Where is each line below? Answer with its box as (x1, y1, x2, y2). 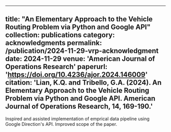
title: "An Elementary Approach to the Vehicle (5, 15, 153, 23)
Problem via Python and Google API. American (5, 94, 156, 103)
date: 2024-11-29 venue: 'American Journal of (5, 54, 155, 63)
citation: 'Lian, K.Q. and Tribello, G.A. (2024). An (5, 78, 162, 87)
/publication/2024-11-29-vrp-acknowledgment (5, 47, 159, 55)
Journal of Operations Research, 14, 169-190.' (5, 102, 153, 111)
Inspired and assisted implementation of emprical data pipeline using (5, 115, 150, 122)
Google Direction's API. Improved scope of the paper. (5, 121, 118, 127)
